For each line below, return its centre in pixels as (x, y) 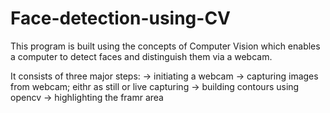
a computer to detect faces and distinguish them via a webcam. (141, 56)
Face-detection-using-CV (121, 18)
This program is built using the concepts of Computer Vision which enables (165, 46)
